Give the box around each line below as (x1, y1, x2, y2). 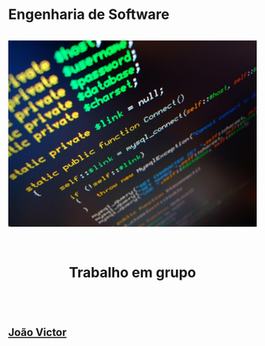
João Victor (8, 326, 67, 339)
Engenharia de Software (8, 6, 170, 24)
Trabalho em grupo (69, 264, 196, 281)
